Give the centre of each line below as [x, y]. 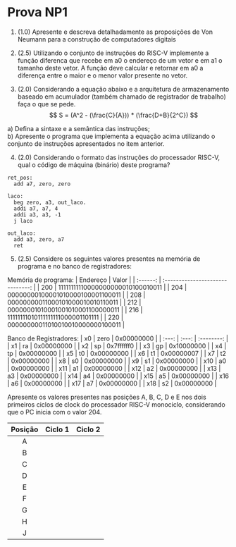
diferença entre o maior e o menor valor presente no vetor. [103, 75]
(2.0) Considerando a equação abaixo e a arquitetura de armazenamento [123, 89]
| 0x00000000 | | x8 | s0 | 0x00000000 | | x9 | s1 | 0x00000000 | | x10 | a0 [117, 361]
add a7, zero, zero [42, 184]
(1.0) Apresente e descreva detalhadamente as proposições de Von [115, 32]
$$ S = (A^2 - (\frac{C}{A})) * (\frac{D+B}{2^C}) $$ [124, 115]
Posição [25, 429]
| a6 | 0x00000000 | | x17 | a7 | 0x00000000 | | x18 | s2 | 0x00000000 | [112, 383]
